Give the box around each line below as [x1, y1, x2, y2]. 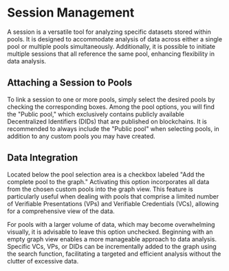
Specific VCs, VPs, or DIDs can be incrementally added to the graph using [7, 242, 217, 250]
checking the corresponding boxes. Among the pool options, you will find [7, 102, 215, 111]
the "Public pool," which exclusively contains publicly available [7, 110, 184, 118]
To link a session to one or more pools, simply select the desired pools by [7, 95, 215, 103]
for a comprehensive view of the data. [7, 207, 115, 215]
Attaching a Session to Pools [7, 77, 133, 89]
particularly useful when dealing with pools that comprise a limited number [7, 192, 219, 201]
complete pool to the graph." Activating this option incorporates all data [7, 177, 210, 185]
